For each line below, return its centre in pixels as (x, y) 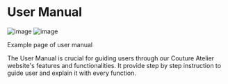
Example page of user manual (50, 44)
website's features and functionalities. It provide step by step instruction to (114, 65)
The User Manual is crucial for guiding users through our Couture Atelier (111, 58)
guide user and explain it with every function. (72, 73)
